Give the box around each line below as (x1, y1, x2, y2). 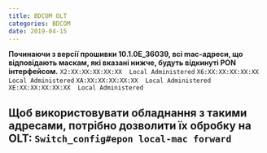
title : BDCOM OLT (8, 11, 68, 20)
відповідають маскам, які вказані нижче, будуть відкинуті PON (8, 58, 236, 68)
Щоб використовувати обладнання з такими (8, 106, 247, 120)
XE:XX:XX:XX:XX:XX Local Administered (8, 84, 144, 92)
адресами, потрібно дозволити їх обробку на (8, 119, 252, 133)
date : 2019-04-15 (8, 27, 68, 35)
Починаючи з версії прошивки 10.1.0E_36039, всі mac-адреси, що (8, 50, 243, 59)
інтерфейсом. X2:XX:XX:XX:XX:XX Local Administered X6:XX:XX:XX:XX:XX (8, 67, 259, 76)
